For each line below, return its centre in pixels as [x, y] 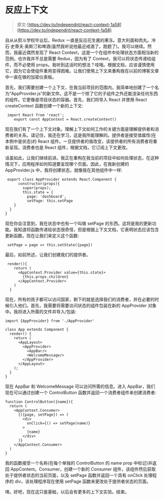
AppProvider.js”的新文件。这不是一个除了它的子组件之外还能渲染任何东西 [85, 93]
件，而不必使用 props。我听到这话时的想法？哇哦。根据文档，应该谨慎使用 [80, 65]
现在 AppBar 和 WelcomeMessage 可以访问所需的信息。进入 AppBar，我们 [80, 386]
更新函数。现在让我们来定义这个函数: [42, 235]
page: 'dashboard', [47, 197]
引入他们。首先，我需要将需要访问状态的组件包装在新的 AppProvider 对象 [83, 305]
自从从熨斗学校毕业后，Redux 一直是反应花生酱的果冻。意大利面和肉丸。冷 [81, 40]
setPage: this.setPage [50, 201]
